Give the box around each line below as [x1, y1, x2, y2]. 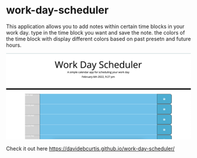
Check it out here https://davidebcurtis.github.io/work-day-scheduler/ [6, 145, 175, 152]
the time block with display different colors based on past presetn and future [6, 35, 191, 42]
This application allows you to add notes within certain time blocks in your [6, 23, 185, 30]
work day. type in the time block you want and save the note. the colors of [6, 29, 185, 36]
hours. [6, 42, 22, 49]
